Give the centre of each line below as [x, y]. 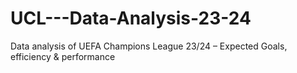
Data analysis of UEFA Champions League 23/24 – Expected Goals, [149, 46]
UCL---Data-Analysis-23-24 [131, 18]
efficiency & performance [63, 56]
